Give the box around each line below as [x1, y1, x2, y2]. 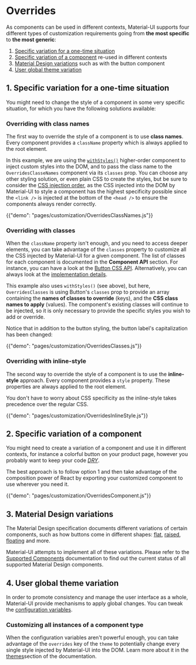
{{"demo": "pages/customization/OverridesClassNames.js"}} [6, 212, 154, 219]
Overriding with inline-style [6, 357, 87, 365]
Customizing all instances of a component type [6, 621, 144, 629]
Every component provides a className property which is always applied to [6, 139, 188, 146]
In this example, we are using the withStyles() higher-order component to [6, 157, 186, 164]
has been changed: [6, 331, 53, 338]
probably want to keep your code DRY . [6, 457, 100, 464]
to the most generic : [6, 36, 57, 43]
